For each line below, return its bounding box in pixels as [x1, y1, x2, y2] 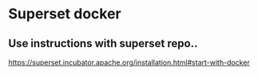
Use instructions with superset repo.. [8, 37, 198, 50]
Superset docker [8, 5, 121, 23]
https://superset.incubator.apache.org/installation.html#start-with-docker [8, 57, 250, 67]
